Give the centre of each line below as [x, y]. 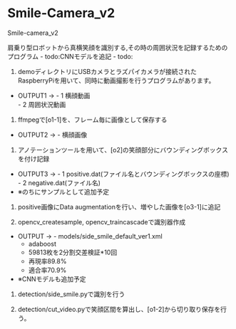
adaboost [42, 244]
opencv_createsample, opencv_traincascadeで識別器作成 [102, 221]
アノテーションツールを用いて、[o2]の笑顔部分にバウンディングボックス [123, 150]
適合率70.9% [47, 270]
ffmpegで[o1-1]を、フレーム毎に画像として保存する [92, 120]
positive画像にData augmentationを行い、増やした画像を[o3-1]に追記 [119, 207]
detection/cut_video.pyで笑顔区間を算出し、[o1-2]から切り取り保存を [119, 309]
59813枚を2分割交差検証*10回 [73, 252]
